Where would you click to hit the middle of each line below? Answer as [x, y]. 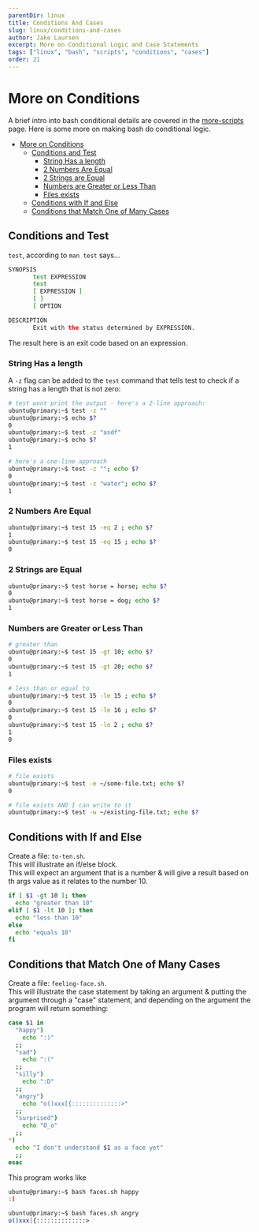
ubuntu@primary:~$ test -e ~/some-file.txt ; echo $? [96, 783]
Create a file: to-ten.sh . [47, 856]
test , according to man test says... [64, 255]
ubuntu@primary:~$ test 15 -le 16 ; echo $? [82, 710]
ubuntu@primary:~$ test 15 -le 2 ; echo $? [81, 725]
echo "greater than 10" [54, 903]
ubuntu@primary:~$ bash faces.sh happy [74, 1192]
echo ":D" [39, 1082]
